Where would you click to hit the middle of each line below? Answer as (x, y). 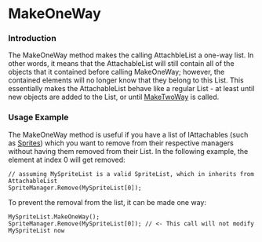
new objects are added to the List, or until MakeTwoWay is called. (114, 97)
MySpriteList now (36, 230)
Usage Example (38, 117)
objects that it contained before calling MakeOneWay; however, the (116, 72)
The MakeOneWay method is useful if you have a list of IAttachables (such (128, 134)
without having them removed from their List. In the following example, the (128, 151)
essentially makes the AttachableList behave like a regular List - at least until (131, 89)
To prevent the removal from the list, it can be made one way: (107, 202)
